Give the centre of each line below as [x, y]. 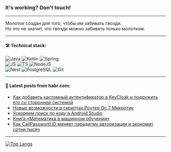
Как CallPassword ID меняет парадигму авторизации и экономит [83, 124]
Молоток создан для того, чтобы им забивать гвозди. [64, 23]
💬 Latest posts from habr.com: [38, 86]
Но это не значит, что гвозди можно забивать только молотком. [75, 29]
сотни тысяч [26, 129]
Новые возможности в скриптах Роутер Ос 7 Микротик [73, 107]
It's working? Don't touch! [38, 8]
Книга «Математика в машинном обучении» [61, 119]
